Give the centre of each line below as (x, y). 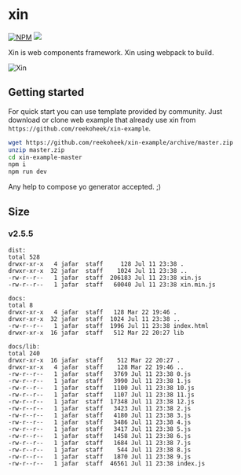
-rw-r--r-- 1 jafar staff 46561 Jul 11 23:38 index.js (107, 463)
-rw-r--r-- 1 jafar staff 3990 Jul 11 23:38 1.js (100, 381)
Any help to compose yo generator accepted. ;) (85, 187)
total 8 (21, 305)
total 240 (24, 353)
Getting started (46, 92)
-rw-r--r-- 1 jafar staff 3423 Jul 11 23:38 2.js (100, 408)
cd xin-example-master (45, 157)
